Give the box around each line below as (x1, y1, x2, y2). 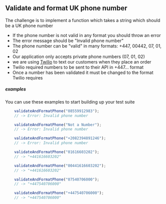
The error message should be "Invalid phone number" (12, 37, 124, 43)
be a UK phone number (5, 22, 53, 28)
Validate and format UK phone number (5, 4, 127, 12)
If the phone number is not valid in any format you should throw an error (12, 32, 161, 38)
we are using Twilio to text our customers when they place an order (12, 58, 151, 64)
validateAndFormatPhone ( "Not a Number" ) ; (14, 122, 101, 127)
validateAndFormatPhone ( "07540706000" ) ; (14, 177, 99, 182)
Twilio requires (12, 74, 43, 80)
